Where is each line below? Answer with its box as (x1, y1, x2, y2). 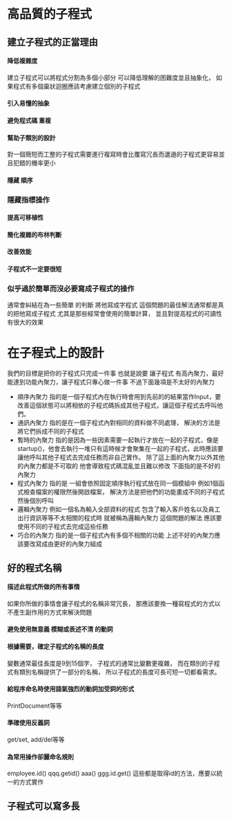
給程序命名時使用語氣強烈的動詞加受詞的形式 (7, 685, 135, 693)
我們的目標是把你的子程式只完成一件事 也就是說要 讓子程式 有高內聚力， (7, 369, 212, 377)
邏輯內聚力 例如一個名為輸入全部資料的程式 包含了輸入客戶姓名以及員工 (17, 505, 221, 513)
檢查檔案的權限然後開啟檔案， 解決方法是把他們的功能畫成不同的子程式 (23, 488, 225, 496)
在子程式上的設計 (7, 345, 105, 361)
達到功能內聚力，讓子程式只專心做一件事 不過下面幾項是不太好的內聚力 (12, 378, 215, 386)
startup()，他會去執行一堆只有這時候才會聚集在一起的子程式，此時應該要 (17, 445, 224, 453)
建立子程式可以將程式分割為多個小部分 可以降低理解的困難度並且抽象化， (7, 73, 215, 82)
